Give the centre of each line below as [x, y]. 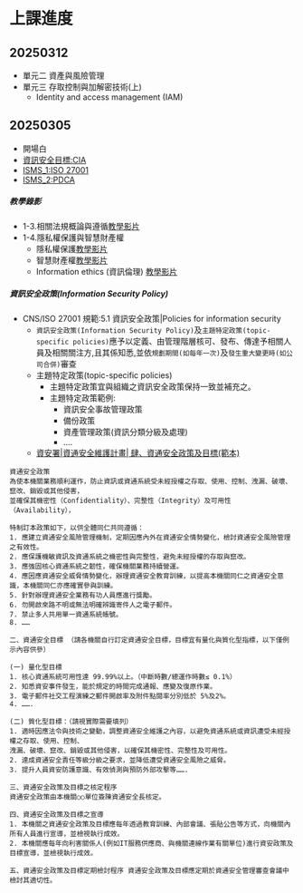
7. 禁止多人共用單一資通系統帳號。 [66, 614]
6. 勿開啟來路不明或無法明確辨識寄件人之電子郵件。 [93, 605]
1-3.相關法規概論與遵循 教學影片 [81, 226]
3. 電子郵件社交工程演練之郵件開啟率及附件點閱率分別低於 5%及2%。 [120, 696]
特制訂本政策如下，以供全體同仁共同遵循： [77, 528]
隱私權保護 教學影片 [72, 248]
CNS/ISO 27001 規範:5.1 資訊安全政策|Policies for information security [152, 318]
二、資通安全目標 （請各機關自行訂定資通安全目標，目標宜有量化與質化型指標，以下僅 [146, 640]
